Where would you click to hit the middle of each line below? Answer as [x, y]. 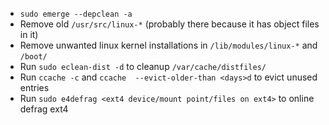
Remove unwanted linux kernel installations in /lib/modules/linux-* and [168, 45]
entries [34, 87]
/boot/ [33, 57]
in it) [29, 34]
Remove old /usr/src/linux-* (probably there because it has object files [169, 24]
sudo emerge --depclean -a [76, 14]
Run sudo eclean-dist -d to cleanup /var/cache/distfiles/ [143, 66]
